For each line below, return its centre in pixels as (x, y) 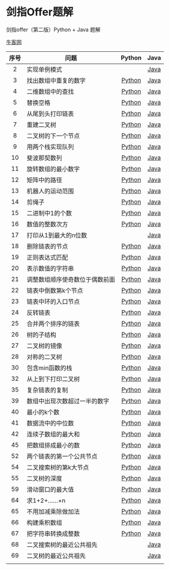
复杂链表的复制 (48, 390)
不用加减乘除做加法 (54, 512)
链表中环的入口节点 (54, 301)
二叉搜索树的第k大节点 (58, 467)
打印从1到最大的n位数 (57, 235)
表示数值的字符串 (51, 268)
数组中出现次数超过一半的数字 (68, 401)
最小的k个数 (43, 412)
